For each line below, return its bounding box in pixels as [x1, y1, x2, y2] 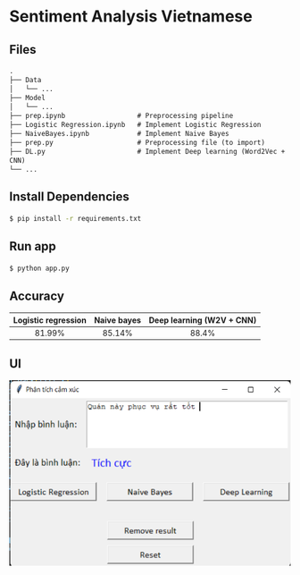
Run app [9, 239, 56, 254]
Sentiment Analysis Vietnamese [9, 6, 253, 27]
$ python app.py [9, 264, 70, 273]
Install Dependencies [9, 190, 129, 205]
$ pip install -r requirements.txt [9, 214, 142, 223]
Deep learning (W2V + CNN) [148, 315, 257, 326]
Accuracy [9, 288, 65, 303]
